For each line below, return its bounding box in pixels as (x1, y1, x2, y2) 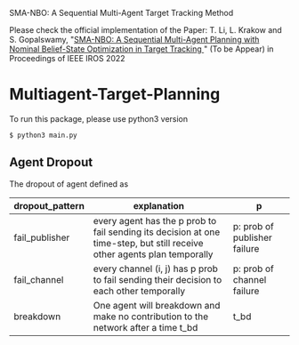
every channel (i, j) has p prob (93, 262, 218, 275)
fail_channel (13, 273, 64, 285)
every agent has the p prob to (93, 214, 217, 227)
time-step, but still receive (93, 237, 204, 249)
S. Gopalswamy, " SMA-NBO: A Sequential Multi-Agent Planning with (9, 35, 260, 44)
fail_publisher (13, 231, 70, 244)
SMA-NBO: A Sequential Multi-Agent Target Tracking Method (9, 8, 234, 18)
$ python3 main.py (9, 131, 77, 140)
